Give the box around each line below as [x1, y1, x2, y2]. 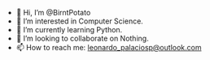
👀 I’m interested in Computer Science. [15, 16, 144, 26]
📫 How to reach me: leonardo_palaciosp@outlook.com [15, 43, 202, 52]
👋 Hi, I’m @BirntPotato [15, 8, 91, 17]
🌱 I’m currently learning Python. [15, 25, 123, 34]
